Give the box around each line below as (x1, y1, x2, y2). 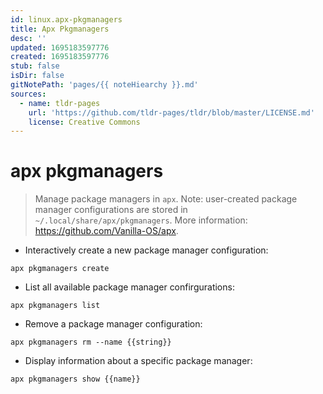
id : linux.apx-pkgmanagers (10, 14, 123, 25)
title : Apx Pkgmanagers (10, 24, 110, 34)
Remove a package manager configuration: (24, 318, 203, 330)
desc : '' (10, 33, 47, 43)
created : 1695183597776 (10, 52, 110, 62)
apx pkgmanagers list (10, 301, 101, 311)
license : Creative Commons (28, 117, 141, 127)
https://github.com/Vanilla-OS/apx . (34, 225, 179, 237)
